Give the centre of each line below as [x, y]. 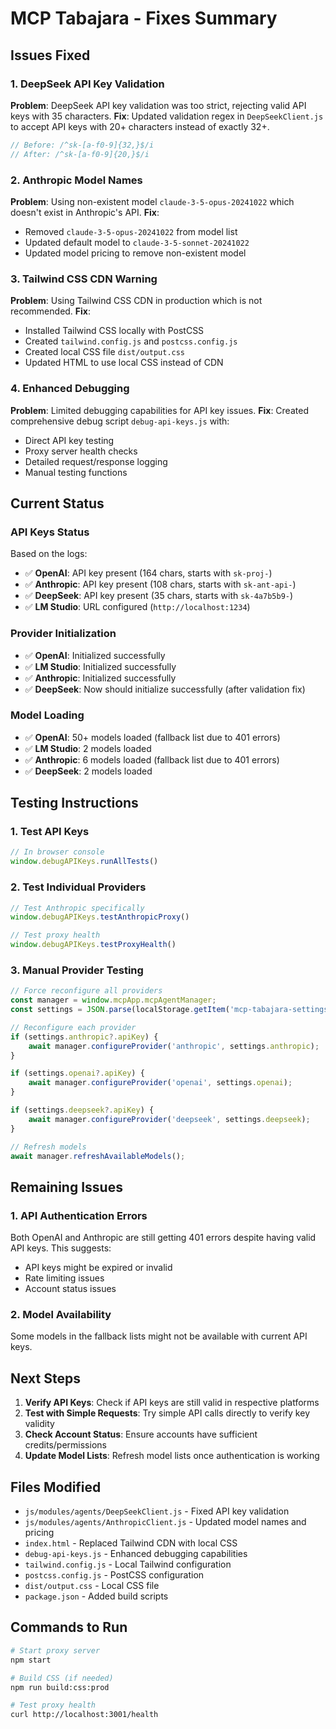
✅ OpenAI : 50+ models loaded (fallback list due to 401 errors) [152, 737]
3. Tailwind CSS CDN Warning [84, 279]
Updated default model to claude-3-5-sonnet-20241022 [137, 242]
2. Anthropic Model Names [76, 180]
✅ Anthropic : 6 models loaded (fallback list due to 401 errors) [152, 759]
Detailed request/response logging [96, 461]
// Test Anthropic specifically [77, 908]
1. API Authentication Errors [79, 1215]
